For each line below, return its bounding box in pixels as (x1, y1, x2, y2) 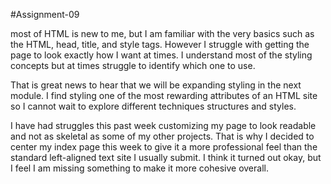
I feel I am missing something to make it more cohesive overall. (10, 162, 269, 174)
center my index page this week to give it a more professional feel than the (10, 141, 318, 153)
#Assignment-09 (10, 9, 80, 20)
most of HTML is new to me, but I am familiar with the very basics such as (10, 28, 315, 39)
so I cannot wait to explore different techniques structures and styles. (10, 100, 297, 112)
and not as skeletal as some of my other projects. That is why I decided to (10, 130, 315, 142)
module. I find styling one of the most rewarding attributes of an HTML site (10, 90, 318, 101)
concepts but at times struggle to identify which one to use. (10, 60, 256, 71)
